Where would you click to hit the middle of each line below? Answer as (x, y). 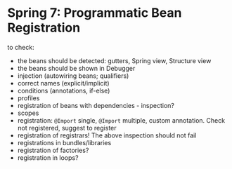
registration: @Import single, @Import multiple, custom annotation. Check (121, 120)
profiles (28, 98)
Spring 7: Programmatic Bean (95, 13)
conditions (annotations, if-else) (64, 90)
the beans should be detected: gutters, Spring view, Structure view (114, 60)
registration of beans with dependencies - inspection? (96, 105)
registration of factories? (53, 150)
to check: (21, 47)
